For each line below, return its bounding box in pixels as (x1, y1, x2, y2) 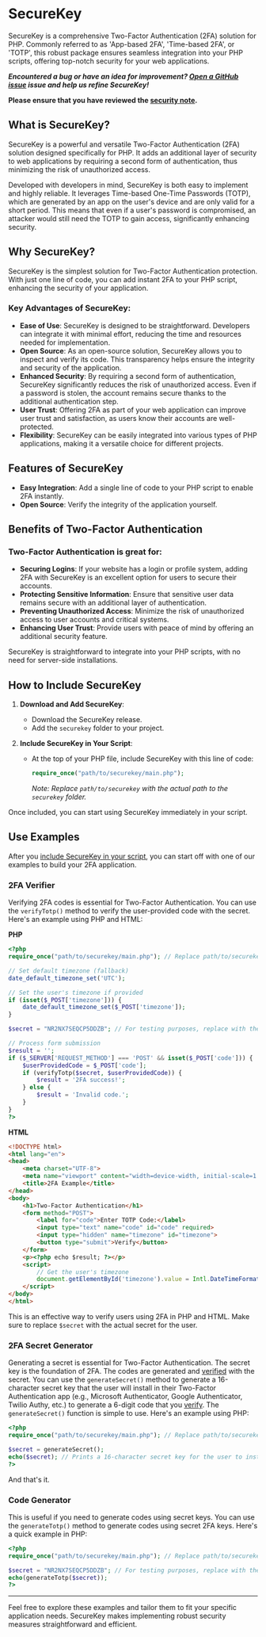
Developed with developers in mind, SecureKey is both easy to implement (8, 180, 249, 189)
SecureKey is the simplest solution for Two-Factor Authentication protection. (8, 266, 258, 276)
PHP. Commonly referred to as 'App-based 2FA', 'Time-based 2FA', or (8, 39, 235, 48)
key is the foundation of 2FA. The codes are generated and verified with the (8, 1367, 255, 1376)
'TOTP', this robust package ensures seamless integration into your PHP (8, 48, 244, 57)
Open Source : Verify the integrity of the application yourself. (19, 499, 218, 509)
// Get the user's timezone (36, 1268, 129, 1276)
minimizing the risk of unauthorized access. (8, 164, 150, 174)
